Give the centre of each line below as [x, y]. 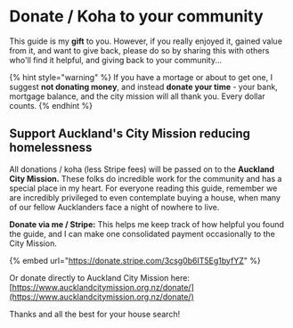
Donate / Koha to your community [137, 16]
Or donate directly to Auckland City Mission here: [99, 277]
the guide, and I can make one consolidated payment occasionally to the [142, 234]
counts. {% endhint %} [51, 105]
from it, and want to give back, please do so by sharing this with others [139, 50]
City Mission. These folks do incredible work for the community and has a [146, 178]
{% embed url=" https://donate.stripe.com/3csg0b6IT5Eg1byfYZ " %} [135, 260]
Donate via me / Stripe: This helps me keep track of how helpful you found [147, 224]
